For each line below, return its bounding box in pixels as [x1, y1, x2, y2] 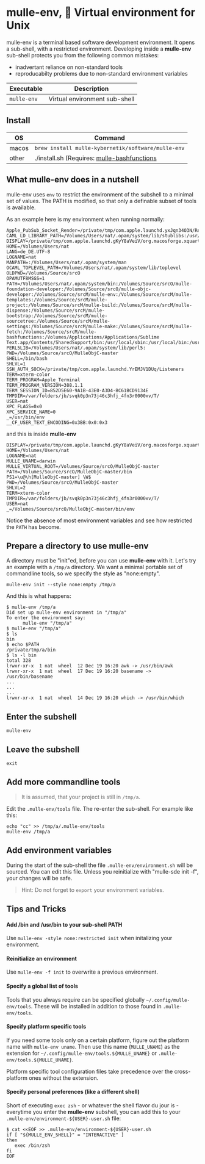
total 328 [6, 658, 32, 664]
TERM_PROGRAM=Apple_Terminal [6, 376, 81, 383]
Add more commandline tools [6, 777, 121, 788]
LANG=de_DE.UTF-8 [6, 248, 51, 255]
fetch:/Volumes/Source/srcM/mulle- [6, 329, 97, 335]
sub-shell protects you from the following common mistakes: [6, 51, 159, 59]
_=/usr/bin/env [6, 414, 45, 420]
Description [74, 84, 109, 93]
